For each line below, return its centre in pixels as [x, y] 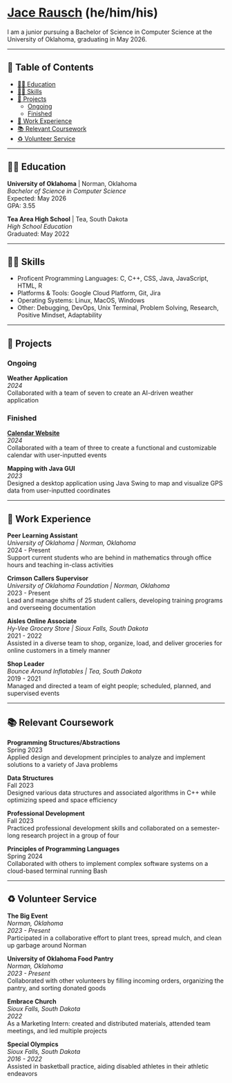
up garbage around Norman [47, 945]
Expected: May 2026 [37, 198]
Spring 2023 [25, 750]
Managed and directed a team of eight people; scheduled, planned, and [109, 686]
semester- [205, 828]
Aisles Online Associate [42, 621]
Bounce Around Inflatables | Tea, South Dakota [75, 672]
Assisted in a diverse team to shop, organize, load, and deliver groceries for [115, 643]
